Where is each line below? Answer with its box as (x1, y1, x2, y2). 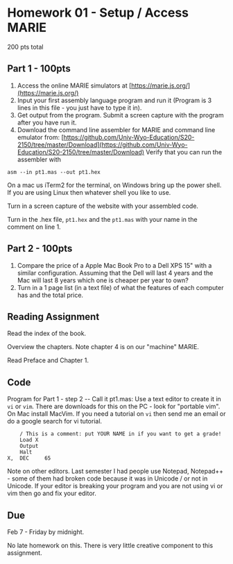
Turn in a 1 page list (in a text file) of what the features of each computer (17, 283, 224, 291)
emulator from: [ (17, 133, 64, 141)
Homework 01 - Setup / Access (7, 5, 189, 21)
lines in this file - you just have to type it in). (17, 103, 142, 112)
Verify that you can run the (145, 147, 223, 156)
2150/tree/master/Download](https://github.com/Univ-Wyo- (17, 140, 188, 149)
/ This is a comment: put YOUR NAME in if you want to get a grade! (19, 430, 222, 437)
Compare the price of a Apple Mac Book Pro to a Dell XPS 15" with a (17, 261, 212, 269)
